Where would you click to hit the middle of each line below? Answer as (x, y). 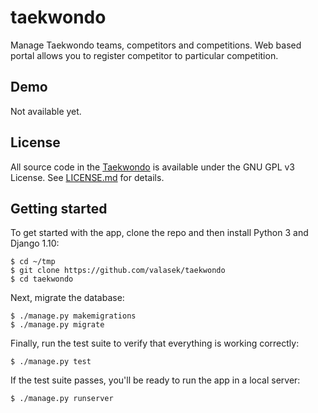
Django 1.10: (35, 243)
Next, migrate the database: (67, 298)
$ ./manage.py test (51, 362)
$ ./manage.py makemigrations (73, 316)
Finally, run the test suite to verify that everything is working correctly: (155, 343)
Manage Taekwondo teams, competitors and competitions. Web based (156, 45)
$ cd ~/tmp (33, 262)
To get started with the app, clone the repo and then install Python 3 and (159, 233)
